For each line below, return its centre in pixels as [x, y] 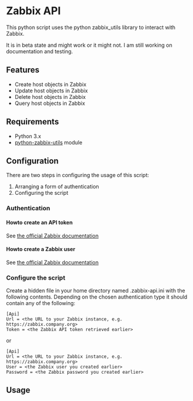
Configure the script [36, 278]
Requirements [32, 122]
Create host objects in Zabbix [50, 84]
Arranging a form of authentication [57, 187]
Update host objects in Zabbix [51, 91]
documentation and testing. [40, 51]
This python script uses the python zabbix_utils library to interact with [91, 27]
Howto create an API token [39, 222]
